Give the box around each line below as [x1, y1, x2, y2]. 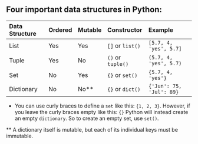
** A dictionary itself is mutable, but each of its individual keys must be [6, 126, 179, 133]
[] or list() [107, 41, 141, 49]
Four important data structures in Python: [6, 5, 162, 15]
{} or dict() [107, 85, 141, 93]
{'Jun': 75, [148, 82, 182, 89]
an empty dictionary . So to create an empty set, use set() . [14, 115, 159, 122]
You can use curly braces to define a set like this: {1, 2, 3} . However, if [14, 102, 190, 109]
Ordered [48, 26, 72, 34]
